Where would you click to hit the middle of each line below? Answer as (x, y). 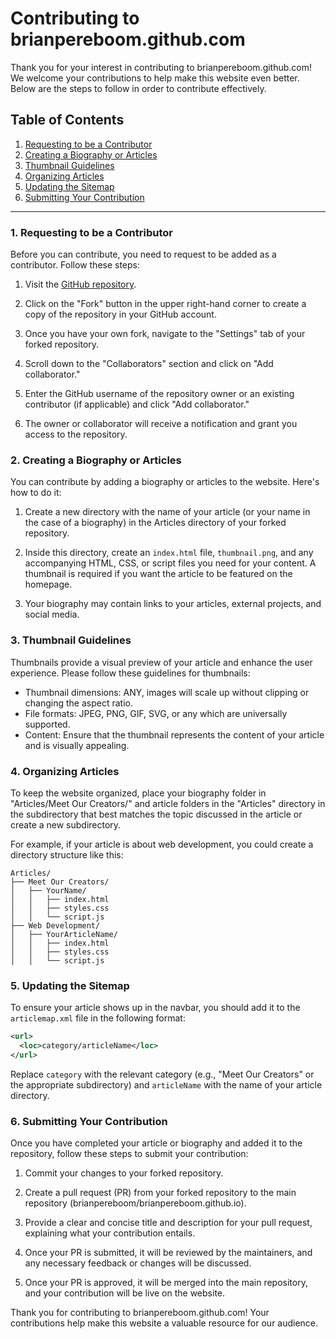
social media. (52, 614)
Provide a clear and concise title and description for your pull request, (168, 1223)
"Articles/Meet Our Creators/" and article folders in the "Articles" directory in (168, 803)
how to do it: (36, 493)
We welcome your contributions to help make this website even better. (155, 78)
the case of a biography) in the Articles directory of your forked (155, 523)
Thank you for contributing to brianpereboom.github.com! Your (140, 1313)
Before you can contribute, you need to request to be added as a (143, 254)
